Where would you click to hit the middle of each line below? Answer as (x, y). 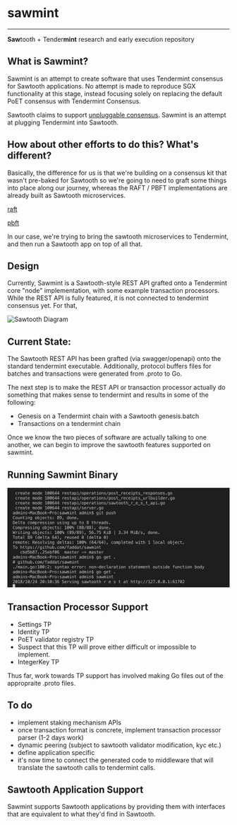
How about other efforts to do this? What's (103, 145)
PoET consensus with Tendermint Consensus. (74, 101)
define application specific (56, 752)
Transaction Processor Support (78, 607)
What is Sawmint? (48, 62)
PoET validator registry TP (55, 639)
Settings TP (34, 624)
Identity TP (34, 632)
